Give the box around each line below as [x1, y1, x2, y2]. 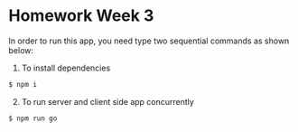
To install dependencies [21, 62, 111, 73]
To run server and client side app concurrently [21, 96, 195, 107]
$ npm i [8, 80, 38, 89]
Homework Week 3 [8, 5, 154, 26]
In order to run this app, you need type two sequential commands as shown [8, 35, 290, 46]
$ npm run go [8, 114, 58, 123]
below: [8, 44, 33, 55]
